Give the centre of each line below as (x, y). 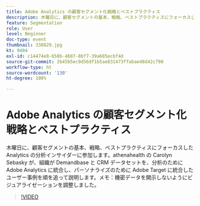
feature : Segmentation (34, 23)
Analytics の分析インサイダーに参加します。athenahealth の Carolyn (89, 155)
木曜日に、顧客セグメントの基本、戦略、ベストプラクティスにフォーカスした (100, 147)
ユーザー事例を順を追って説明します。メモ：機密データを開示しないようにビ (100, 177)
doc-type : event (26, 39)
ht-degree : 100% (26, 78)
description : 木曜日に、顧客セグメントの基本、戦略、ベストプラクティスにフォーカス (99, 17)
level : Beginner (26, 34)
